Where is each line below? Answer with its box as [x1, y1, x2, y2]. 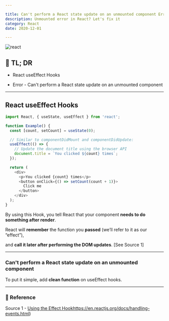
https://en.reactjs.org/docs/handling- [72, 305, 150, 311]
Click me [23, 184, 42, 189]
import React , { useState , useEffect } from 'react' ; [5, 114, 121, 119]
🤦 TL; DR [5, 58, 33, 67]
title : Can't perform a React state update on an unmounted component [5, 12, 156, 17]
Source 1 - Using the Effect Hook [5, 305, 73, 311]
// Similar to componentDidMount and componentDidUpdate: [10, 137, 134, 142]
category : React [5, 21, 39, 26]
